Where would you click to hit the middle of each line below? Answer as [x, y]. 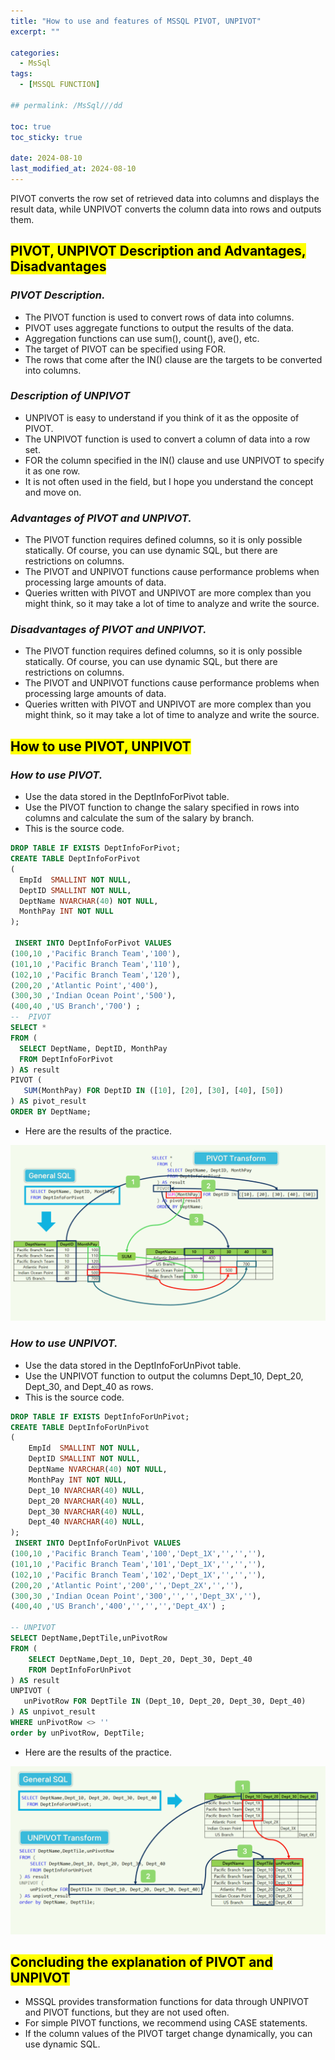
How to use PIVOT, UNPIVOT [101, 746]
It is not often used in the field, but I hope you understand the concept [169, 481]
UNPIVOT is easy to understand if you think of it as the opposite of [162, 417]
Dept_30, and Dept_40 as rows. [89, 1386]
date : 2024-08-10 [46, 158]
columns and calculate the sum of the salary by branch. [139, 818]
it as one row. [52, 471]
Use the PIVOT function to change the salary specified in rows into [162, 807]
